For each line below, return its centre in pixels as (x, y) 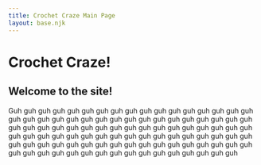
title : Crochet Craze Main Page (62, 15)
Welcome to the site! (60, 92)
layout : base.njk (37, 23)
